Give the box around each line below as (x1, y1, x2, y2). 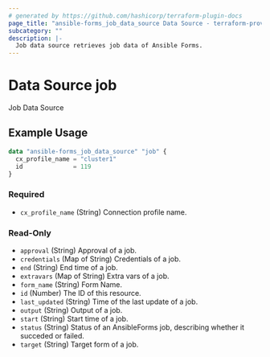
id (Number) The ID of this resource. (19, 288, 142, 297)
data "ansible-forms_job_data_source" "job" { (8, 147, 167, 155)
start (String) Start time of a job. (19, 314, 129, 323)
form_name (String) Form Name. (19, 279, 123, 289)
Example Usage (8, 126, 88, 140)
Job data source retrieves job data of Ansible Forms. (15, 42, 203, 50)
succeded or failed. (19, 330, 84, 340)
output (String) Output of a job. (19, 305, 123, 314)
